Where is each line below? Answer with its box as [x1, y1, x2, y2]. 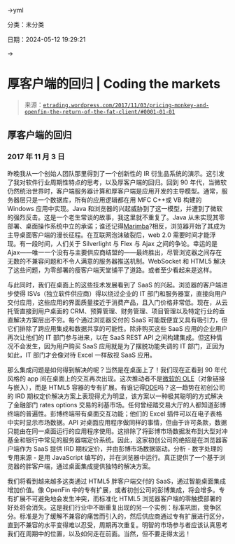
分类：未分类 [7, 20, 44, 29]
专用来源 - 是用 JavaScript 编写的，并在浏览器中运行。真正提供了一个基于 [7, 453, 220, 461]
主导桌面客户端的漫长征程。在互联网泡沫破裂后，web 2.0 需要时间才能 [7, 231, 210, 239]
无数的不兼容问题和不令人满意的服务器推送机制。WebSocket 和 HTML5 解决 [7, 257, 226, 265]
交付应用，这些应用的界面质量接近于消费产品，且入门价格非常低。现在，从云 [7, 298, 228, 306]
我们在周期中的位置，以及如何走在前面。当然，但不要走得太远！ [7, 529, 191, 538]
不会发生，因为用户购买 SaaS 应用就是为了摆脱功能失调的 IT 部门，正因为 [13, 341, 225, 350]
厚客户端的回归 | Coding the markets [7, 76, 221, 92]
